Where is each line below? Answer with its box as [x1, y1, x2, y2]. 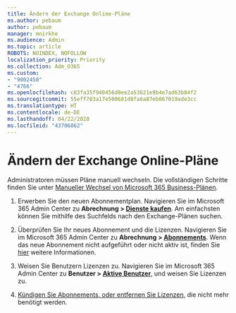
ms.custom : [7, 69, 39, 76]
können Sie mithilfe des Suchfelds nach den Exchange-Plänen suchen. [17, 212, 223, 220]
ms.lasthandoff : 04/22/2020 [7, 115, 90, 122]
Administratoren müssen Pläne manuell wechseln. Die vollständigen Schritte [7, 176, 228, 184]
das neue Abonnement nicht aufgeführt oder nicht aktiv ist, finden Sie [17, 241, 221, 249]
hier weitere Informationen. [17, 248, 97, 256]
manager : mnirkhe [7, 30, 58, 37]
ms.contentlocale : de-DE [7, 109, 80, 116]
